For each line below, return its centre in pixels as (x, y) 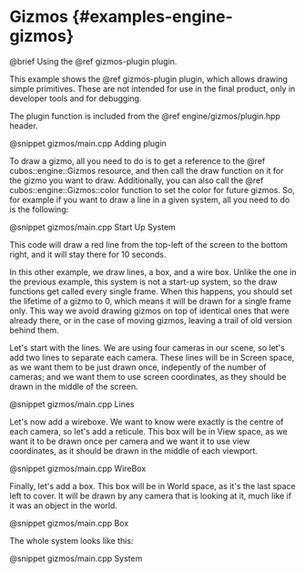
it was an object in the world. (64, 505)
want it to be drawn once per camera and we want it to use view (130, 441)
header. (24, 126)
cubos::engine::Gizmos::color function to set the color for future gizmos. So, (152, 189)
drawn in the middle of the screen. (74, 386)
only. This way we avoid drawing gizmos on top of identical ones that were (149, 311)
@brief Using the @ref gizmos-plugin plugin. (93, 61)
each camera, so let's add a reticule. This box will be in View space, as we (149, 431)
